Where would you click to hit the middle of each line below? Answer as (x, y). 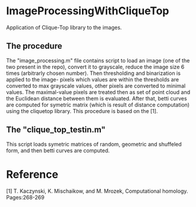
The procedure (34, 46)
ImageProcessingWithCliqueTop (88, 11)
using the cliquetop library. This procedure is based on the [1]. (82, 111)
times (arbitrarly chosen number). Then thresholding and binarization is (94, 73)
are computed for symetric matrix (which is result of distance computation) (98, 105)
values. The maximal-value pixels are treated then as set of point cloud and (98, 92)
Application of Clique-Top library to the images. (64, 27)
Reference (32, 174)
